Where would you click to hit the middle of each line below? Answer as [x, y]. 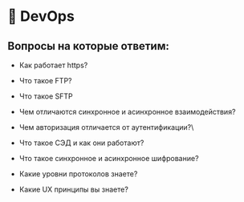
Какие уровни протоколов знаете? [78, 174]
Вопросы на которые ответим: [89, 46]
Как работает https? [53, 65]
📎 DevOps [41, 16]
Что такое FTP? [45, 81]
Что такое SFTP [46, 96]
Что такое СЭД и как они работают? [81, 143]
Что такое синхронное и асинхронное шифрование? [109, 158]
